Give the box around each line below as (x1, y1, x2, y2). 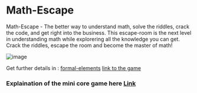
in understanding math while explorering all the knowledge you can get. (6, 35, 180, 42)
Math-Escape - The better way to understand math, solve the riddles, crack (6, 23, 190, 30)
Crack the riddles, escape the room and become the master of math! (6, 42, 173, 49)
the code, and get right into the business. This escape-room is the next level (6, 29, 192, 36)
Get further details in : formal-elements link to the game (6, 64, 142, 71)
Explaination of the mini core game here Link (6, 79, 136, 87)
